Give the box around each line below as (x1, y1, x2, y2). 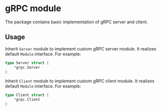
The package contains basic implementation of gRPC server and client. (5, 19, 148, 25)
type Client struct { (5, 93, 49, 97)
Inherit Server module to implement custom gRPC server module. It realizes (5, 46, 157, 51)
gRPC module (5, 3, 61, 14)
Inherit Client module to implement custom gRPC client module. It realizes (5, 78, 155, 84)
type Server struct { (5, 60, 49, 65)
